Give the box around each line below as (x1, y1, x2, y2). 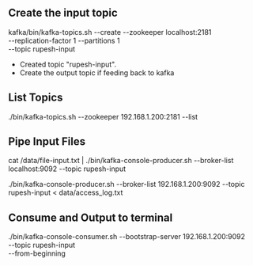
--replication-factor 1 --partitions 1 (8, 36, 120, 45)
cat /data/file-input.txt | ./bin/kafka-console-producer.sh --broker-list (8, 156, 234, 165)
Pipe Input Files (8, 135, 85, 149)
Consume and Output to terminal (8, 211, 173, 224)
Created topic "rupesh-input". (19, 59, 117, 69)
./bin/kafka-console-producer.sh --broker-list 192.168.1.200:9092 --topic (8, 180, 245, 189)
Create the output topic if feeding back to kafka (19, 67, 175, 78)
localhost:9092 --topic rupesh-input (8, 164, 126, 173)
